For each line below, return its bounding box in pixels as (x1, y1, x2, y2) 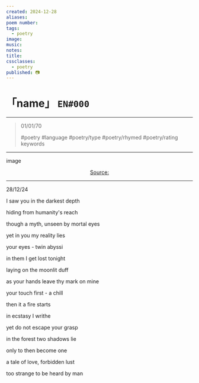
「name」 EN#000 (6, 97, 90, 110)
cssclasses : (6, 58, 36, 64)
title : (6, 53, 23, 59)
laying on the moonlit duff (6, 267, 69, 274)
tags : (6, 25, 20, 31)
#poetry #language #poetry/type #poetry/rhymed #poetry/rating (20, 134, 178, 141)
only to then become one (6, 347, 68, 354)
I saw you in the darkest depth (6, 197, 80, 205)
